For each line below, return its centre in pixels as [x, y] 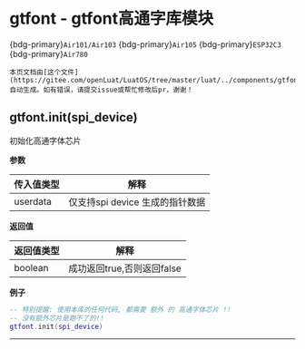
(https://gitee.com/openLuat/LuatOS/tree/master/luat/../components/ [144, 80]
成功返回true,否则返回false [125, 268]
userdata [33, 201]
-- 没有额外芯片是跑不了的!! [57, 318]
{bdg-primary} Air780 [49, 53]
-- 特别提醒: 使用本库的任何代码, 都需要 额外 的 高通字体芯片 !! [120, 309]
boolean [31, 267]
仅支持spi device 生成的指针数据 [137, 202]
